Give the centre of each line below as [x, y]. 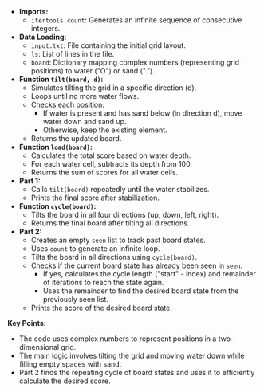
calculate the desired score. [65, 381]
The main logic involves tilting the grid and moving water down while [132, 355]
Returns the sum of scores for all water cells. [104, 172]
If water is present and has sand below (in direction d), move [142, 113]
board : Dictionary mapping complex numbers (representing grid [135, 62]
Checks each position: [68, 104]
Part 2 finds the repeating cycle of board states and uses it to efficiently [137, 372]
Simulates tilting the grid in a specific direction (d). [114, 88]
